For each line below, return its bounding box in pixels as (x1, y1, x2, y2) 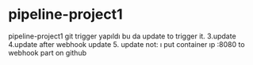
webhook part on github (8, 48, 87, 57)
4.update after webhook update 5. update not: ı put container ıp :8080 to (8, 39, 245, 49)
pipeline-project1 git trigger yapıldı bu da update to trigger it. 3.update (8, 31, 236, 41)
